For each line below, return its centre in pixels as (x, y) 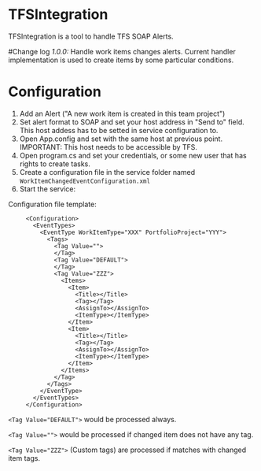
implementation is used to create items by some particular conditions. (121, 60)
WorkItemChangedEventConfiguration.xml (85, 181)
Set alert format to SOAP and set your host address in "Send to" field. (132, 122)
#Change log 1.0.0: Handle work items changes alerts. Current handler (122, 51)
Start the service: (48, 189)
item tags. (24, 458)
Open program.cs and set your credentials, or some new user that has (133, 155)
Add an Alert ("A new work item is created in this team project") (122, 113)
